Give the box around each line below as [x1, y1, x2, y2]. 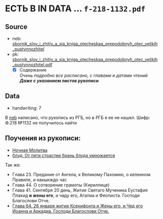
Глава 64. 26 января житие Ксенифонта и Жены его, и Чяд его [12, 203, 143, 209]
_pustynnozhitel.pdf [12, 62, 53, 67]
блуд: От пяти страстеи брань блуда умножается [12, 152, 115, 158]
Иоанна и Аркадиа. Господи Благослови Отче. [12, 208, 109, 214]
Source [5, 23, 28, 31]
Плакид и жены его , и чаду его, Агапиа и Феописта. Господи [12, 192, 140, 198]
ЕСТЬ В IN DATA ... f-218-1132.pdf [5, 3, 146, 14]
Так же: [5, 162, 21, 168]
